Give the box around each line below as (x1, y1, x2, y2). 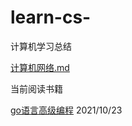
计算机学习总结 (10, 40, 72, 52)
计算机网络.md (10, 61, 70, 73)
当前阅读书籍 (10, 82, 63, 95)
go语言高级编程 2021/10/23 (10, 104, 123, 116)
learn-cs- (10, 6, 92, 29)
